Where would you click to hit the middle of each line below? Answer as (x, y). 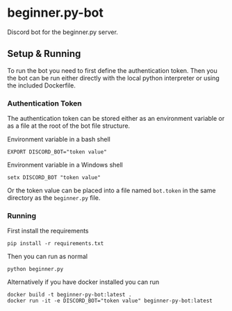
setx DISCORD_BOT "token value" (54, 178)
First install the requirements (48, 231)
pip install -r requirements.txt (56, 244)
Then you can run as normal (48, 257)
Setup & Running (44, 54)
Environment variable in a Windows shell (65, 165)
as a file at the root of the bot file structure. (69, 126)
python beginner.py (35, 269)
